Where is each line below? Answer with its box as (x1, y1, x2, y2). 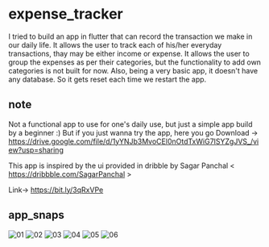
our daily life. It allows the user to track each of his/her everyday (8, 40, 222, 49)
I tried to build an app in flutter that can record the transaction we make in (8, 31, 253, 41)
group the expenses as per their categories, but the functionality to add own (8, 57, 262, 67)
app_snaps (8, 208, 64, 222)
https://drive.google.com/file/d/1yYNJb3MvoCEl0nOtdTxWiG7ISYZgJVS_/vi (8, 136, 259, 146)
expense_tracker (8, 5, 123, 23)
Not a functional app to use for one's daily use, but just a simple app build (8, 119, 253, 129)
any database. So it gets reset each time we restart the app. (8, 74, 207, 84)
